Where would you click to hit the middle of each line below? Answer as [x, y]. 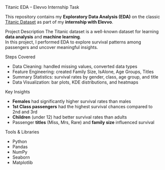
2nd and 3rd [25, 112]
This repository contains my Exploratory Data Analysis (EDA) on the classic [83, 17]
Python [20, 141]
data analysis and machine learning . [43, 37]
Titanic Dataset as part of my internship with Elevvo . [59, 22]
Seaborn [21, 157]
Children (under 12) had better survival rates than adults [69, 117]
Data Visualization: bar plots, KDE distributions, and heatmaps [75, 82]
